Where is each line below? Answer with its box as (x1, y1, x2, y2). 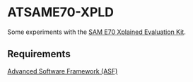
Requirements (7, 48, 71, 60)
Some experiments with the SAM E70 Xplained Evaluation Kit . (7, 28, 186, 36)
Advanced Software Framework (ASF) (7, 66, 118, 75)
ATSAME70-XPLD (7, 4, 115, 20)
